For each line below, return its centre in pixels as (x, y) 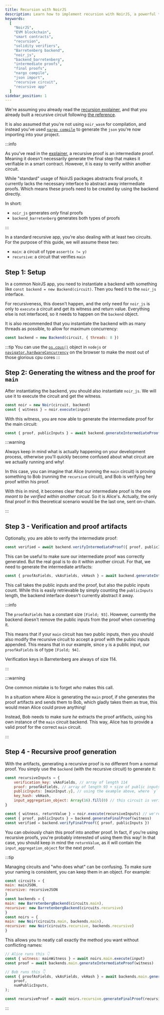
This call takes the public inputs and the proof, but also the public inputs (77, 585)
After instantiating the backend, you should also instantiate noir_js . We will (81, 391)
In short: (13, 203)
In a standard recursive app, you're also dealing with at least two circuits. (79, 237)
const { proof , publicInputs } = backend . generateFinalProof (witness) (78, 818)
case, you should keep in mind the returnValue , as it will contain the (73, 842)
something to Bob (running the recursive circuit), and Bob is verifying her (79, 477)
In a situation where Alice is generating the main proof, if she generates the (80, 697)
